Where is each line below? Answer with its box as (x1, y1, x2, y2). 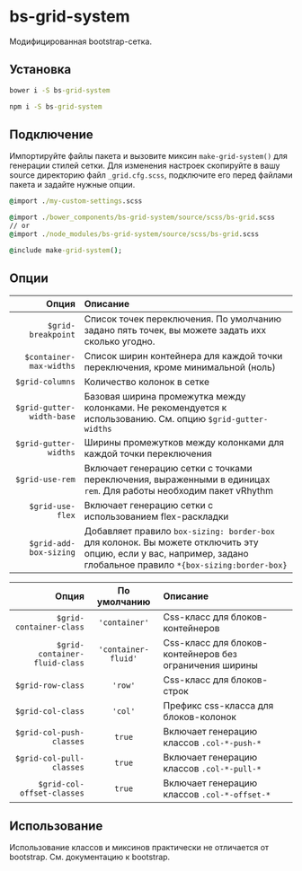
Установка (9, 62, 72, 77)
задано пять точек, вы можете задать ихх (84, 323, 267, 336)
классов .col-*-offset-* (163, 787, 271, 800)
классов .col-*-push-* (163, 736, 262, 749)
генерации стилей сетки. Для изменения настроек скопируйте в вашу (9, 160, 280, 172)
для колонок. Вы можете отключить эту (84, 536, 259, 549)
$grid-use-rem (14, 474, 76, 484)
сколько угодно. (84, 335, 155, 348)
